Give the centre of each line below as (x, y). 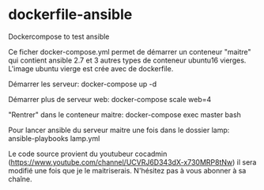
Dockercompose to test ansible (59, 36)
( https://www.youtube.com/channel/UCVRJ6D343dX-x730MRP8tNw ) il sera (132, 162)
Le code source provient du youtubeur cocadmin (88, 154)
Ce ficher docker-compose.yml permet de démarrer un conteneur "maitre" (130, 51)
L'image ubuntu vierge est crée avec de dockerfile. (91, 68)
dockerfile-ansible (70, 15)
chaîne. (20, 179)
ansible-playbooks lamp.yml (54, 138)
